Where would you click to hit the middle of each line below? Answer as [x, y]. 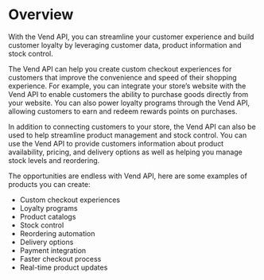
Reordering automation [57, 233]
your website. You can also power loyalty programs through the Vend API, [129, 103]
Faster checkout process [60, 259]
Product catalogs [48, 216]
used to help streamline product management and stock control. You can [128, 135]
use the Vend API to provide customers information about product [116, 143]
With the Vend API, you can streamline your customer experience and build [131, 37]
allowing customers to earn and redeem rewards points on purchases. [123, 111]
